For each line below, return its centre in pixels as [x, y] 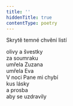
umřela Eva [20, 71]
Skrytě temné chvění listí [36, 40]
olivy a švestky [25, 52]
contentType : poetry [32, 23]
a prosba [17, 90]
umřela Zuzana [25, 64]
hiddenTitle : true [29, 17]
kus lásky [18, 84]
